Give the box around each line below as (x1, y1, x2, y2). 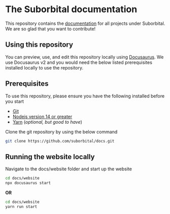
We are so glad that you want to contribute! (5, 25, 96, 31)
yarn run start (5, 204, 38, 209)
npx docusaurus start (5, 181, 51, 186)
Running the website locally (5, 152, 95, 161)
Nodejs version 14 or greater (12, 113, 73, 120)
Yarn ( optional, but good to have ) (12, 119, 83, 125)
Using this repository (5, 41, 74, 49)
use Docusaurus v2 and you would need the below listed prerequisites (5, 59, 152, 65)
